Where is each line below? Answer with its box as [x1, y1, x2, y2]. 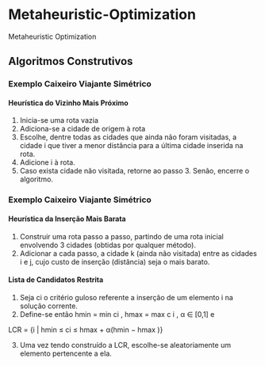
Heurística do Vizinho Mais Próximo [8, 97, 129, 108]
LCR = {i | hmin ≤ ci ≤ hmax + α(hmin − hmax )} [8, 325, 163, 334]
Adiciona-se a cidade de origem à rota [19, 124, 146, 134]
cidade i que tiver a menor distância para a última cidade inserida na [19, 141, 244, 151]
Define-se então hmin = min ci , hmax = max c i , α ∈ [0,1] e [19, 309, 215, 318]
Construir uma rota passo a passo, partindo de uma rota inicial [19, 231, 225, 241]
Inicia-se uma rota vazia [19, 116, 99, 125]
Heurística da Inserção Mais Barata [8, 214, 126, 223]
